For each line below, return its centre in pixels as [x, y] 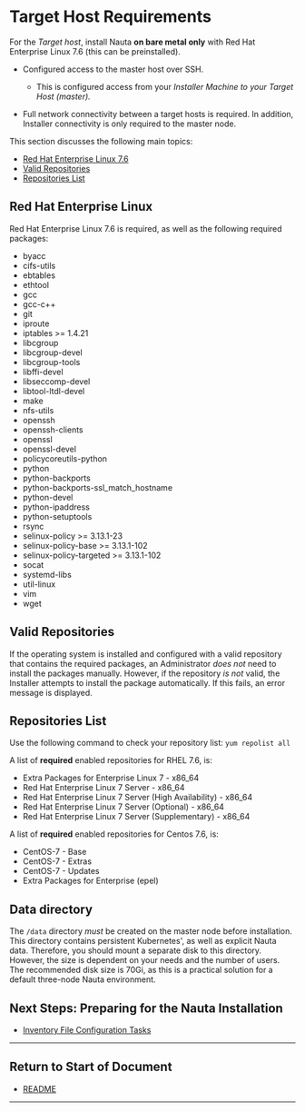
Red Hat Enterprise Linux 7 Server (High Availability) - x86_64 [138, 798]
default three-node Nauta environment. [83, 979]
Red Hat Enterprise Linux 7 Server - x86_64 [103, 788]
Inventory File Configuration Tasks [87, 1030]
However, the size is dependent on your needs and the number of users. [145, 960]
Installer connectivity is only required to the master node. [129, 124]
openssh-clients [53, 430]
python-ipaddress [56, 507]
